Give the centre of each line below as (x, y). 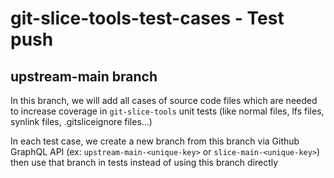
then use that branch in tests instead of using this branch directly (144, 162)
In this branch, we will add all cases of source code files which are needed (164, 100)
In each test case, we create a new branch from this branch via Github (155, 141)
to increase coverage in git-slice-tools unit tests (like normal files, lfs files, (167, 111)
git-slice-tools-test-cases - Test (147, 18)
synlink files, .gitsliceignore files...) (81, 121)
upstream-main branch (84, 76)
